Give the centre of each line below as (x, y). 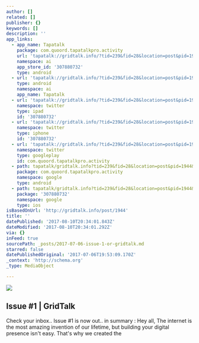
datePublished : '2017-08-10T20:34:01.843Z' (61, 222)
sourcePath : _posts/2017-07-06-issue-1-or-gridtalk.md (75, 244)
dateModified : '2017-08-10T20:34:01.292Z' (59, 227)
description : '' (26, 34)
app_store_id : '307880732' (50, 67)
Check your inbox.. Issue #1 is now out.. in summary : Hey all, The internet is (99, 320)
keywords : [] (22, 28)
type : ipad (30, 111)
